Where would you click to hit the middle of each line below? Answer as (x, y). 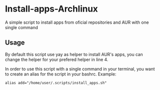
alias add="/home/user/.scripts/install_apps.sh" (56, 83)
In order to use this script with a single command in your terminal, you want (80, 69)
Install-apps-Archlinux (51, 9)
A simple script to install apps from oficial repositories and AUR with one (77, 22)
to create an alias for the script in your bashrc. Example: (61, 74)
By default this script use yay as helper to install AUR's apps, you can (74, 54)
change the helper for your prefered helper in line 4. (57, 60)
